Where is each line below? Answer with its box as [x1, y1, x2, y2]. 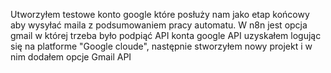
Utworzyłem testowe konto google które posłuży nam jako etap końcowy [10, 9, 310, 20]
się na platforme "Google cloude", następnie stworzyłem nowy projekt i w [10, 40, 313, 52]
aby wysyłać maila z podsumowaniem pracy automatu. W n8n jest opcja [10, 19, 308, 31]
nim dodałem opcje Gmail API [10, 51, 132, 63]
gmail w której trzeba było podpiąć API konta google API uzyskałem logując [10, 30, 322, 41]
